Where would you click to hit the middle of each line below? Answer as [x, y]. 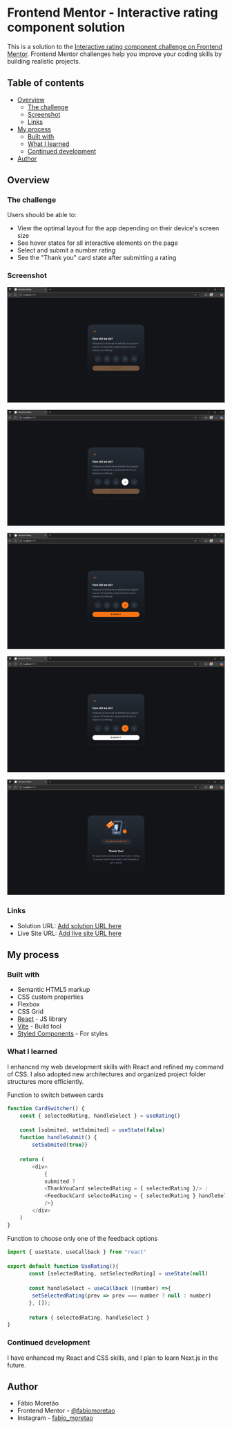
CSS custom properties [50, 997]
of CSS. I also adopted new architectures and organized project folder [107, 1074]
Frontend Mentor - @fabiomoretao [66, 1411]
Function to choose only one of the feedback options [83, 1238]
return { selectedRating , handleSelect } [89, 1318]
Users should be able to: [42, 215]
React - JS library [42, 1019]
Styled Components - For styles [62, 1034]
